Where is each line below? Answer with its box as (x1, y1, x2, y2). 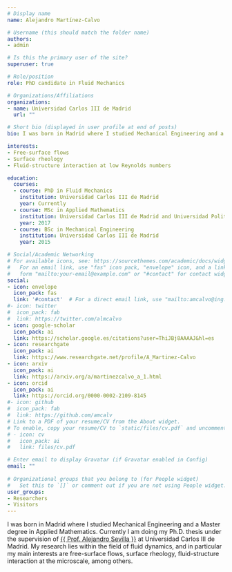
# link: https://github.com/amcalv (7, 412, 113, 419)
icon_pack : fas (13, 289, 57, 297)
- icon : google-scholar (7, 322, 76, 329)
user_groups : (7, 488, 45, 495)
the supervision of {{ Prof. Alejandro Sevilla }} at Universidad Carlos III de (7, 535, 215, 543)
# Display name (7, 10, 51, 17)
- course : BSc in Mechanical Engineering (13, 226, 135, 233)
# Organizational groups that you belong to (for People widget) (7, 475, 199, 482)
